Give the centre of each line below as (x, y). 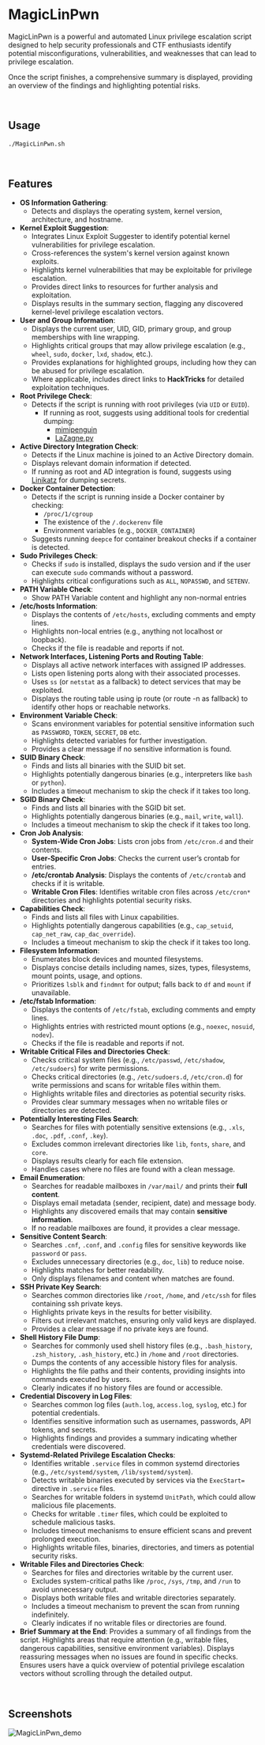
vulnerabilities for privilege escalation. (93, 245)
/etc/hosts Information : (59, 606)
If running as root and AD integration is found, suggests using (131, 471)
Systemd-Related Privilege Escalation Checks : (97, 1455)
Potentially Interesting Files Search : (79, 1119)
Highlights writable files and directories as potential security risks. (138, 1094)
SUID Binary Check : (52, 758)
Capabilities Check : (52, 909)
